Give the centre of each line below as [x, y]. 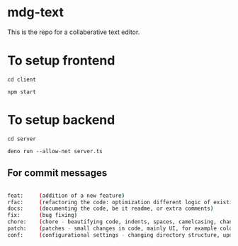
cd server [22, 139]
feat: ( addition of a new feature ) [66, 196]
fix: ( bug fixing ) [42, 216]
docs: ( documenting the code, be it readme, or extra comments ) [110, 209]
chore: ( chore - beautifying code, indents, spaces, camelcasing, [112, 222]
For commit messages [57, 173]
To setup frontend [61, 61]
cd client [22, 79]
